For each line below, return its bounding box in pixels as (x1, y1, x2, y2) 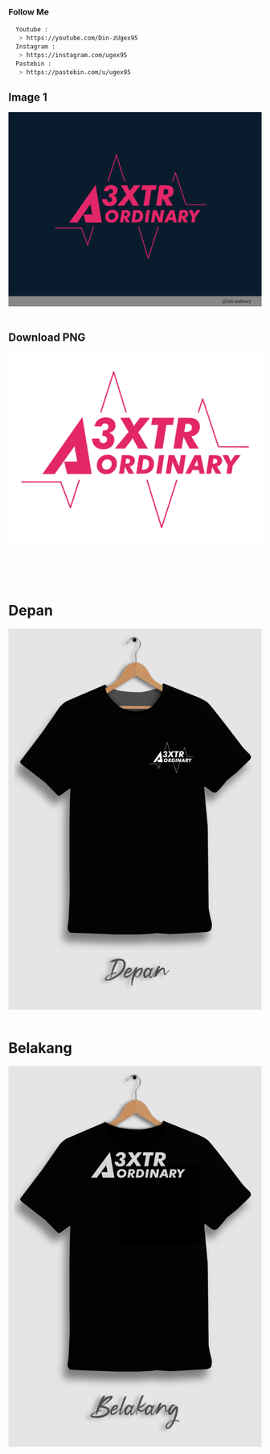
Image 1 (8, 90, 48, 104)
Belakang (8, 1038, 72, 1057)
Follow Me (8, 6, 50, 17)
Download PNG (8, 331, 86, 345)
